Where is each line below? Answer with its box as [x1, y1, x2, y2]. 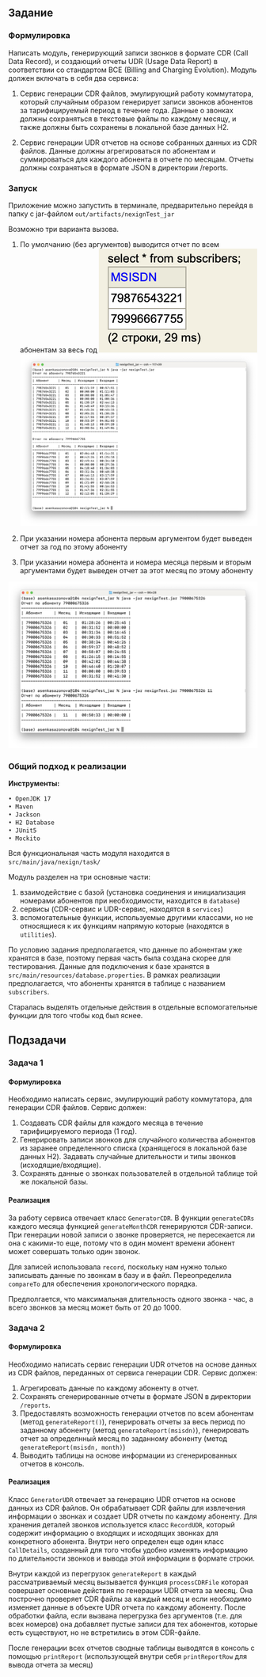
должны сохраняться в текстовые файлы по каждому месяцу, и [19, 114, 237, 124]
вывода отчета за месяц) [8, 1660, 93, 1670]
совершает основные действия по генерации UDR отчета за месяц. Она [8, 1586, 253, 1595]
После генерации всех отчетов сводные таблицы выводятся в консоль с [8, 1643, 255, 1653]
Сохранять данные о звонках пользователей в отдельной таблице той [19, 1169, 258, 1178]
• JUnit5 [8, 827, 37, 835]
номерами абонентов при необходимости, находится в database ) [19, 896, 241, 905]
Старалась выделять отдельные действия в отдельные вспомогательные [8, 1002, 258, 1012]
